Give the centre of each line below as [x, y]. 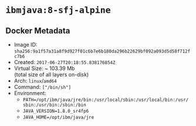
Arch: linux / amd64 [35, 81]
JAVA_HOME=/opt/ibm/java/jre [58, 117]
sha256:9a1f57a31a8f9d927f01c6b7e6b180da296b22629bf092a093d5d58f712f [102, 51]
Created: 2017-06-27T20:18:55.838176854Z [65, 62]
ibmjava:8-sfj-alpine [58, 10]
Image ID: [26, 45]
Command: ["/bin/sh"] [43, 87]
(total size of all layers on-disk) [51, 74]
